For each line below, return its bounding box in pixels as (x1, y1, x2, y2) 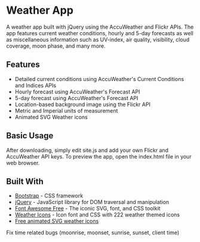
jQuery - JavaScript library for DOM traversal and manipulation (14, 198, 170, 206)
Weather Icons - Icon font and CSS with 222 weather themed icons (14, 211, 180, 218)
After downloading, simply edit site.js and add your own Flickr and (6, 147, 169, 154)
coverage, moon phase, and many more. (6, 42, 106, 49)
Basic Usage (6, 131, 54, 141)
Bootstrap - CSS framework (14, 192, 84, 200)
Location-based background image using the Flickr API (14, 101, 151, 108)
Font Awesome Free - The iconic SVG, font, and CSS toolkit (14, 205, 161, 212)
